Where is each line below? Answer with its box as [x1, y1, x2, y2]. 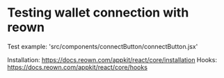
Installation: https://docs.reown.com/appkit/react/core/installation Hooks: [7, 55, 218, 64]
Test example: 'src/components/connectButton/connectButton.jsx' [7, 42, 198, 50]
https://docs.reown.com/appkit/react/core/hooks [7, 63, 148, 71]
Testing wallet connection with [7, 5, 189, 21]
